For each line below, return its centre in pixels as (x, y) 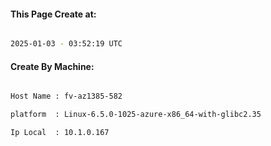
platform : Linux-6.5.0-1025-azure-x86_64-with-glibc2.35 (136, 115)
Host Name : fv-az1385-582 (66, 96)
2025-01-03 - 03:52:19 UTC (66, 44)
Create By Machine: (52, 66)
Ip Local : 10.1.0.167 (60, 133)
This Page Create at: (53, 14)
